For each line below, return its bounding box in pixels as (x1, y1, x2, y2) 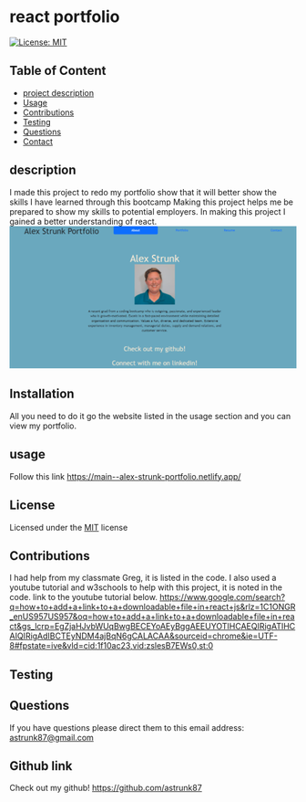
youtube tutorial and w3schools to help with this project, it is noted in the (9, 582, 282, 593)
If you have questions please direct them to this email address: (9, 722, 244, 733)
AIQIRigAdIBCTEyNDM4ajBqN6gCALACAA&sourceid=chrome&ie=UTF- (9, 630, 278, 641)
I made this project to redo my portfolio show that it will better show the (9, 186, 278, 197)
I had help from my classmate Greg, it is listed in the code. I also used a (9, 573, 277, 584)
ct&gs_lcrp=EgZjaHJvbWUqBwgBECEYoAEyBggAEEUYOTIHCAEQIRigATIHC (9, 621, 296, 632)
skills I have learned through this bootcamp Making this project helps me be (9, 196, 294, 207)
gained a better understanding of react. (9, 216, 158, 227)
